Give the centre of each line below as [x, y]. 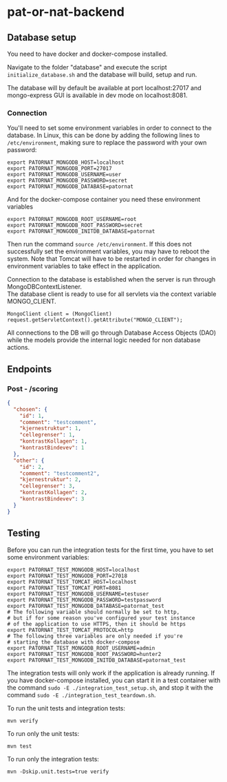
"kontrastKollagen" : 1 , [54, 441]
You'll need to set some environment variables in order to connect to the [109, 128]
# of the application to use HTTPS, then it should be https [97, 624]
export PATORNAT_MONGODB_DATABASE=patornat [71, 187]
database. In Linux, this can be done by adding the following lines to [104, 136]
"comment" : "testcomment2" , [60, 473]
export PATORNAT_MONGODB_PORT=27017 [60, 169]
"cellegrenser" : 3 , [47, 486]
